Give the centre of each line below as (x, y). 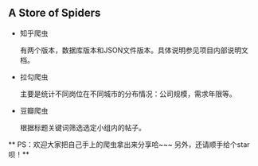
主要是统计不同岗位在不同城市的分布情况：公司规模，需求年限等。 (128, 94)
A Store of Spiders (55, 13)
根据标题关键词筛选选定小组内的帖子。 (82, 127)
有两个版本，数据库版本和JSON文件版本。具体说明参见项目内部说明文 (134, 50)
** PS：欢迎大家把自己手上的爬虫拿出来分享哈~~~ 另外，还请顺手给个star (129, 144)
